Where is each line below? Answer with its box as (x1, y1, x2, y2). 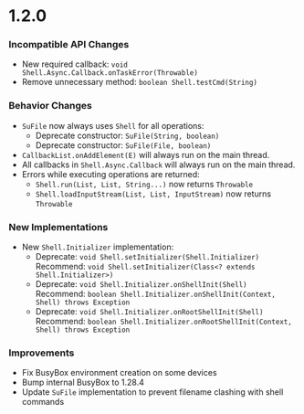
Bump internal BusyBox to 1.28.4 (21, 377, 145, 388)
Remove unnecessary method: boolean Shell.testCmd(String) (21, 77, 257, 88)
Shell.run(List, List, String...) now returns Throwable (35, 178, 254, 189)
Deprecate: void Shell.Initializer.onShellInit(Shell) (35, 279, 247, 290)
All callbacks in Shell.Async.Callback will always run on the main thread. (21, 159, 296, 170)
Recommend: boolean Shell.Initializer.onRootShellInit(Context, (35, 316, 293, 327)
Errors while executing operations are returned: (21, 168, 200, 179)
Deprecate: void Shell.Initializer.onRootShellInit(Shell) (35, 306, 264, 317)
